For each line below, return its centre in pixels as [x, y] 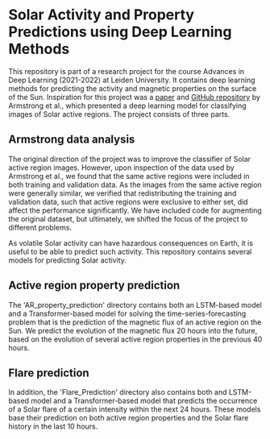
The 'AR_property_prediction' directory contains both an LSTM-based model [135, 304]
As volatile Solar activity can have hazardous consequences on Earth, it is [131, 242]
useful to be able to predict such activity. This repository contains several [130, 251]
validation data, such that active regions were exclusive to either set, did [128, 201]
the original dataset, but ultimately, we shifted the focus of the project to [128, 218]
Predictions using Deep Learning [120, 32]
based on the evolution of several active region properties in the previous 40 [135, 339]
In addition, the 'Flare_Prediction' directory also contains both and [118, 392]
